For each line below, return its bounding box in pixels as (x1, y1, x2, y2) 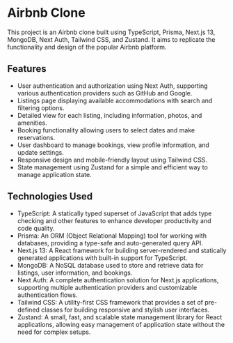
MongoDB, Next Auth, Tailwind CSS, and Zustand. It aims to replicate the (7, 35, 216, 43)
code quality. (17, 224, 55, 232)
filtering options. (17, 103, 65, 112)
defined (17, 305, 40, 314)
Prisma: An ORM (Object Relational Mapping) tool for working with (17, 231, 207, 240)
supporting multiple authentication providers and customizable (17, 283, 198, 291)
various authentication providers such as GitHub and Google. (17, 89, 193, 97)
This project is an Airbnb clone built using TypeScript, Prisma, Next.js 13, (7, 28, 216, 36)
